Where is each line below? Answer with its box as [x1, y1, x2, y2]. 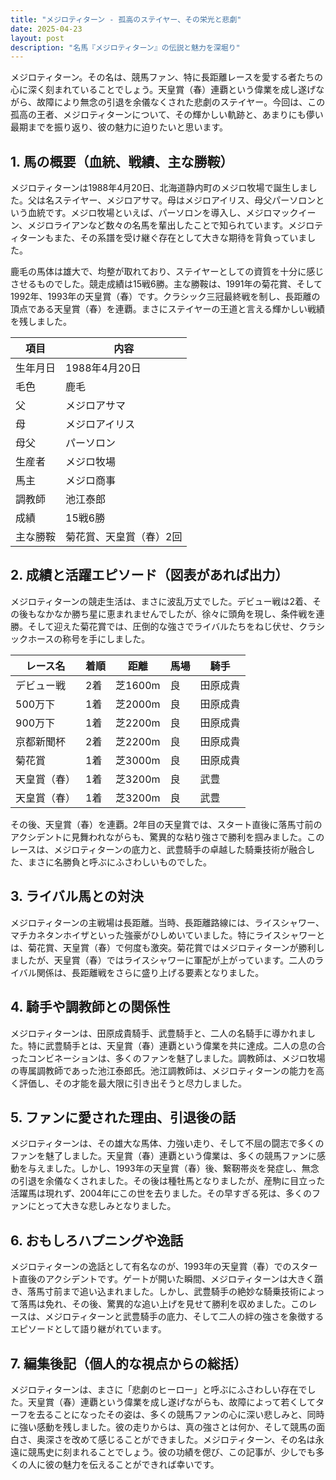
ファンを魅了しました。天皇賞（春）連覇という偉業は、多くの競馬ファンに [10, 1150, 317, 1162]
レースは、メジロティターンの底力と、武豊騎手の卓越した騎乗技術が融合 [10, 843, 307, 855]
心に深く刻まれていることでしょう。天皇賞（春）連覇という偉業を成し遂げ [10, 84, 317, 96]
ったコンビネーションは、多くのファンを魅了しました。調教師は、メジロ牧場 [10, 1052, 326, 1064]
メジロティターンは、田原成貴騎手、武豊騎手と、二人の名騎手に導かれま [10, 1027, 307, 1039]
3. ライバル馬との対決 [10, 888, 144, 905]
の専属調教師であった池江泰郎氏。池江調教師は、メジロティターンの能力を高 [10, 1064, 325, 1076]
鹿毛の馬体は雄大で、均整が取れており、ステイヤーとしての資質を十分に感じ [10, 266, 325, 278]
